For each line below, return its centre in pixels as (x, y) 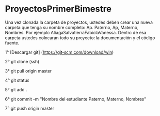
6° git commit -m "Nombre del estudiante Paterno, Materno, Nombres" (76, 99)
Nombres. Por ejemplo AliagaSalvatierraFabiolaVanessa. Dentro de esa (76, 32)
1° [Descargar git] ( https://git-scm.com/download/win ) (59, 52)
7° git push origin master (30, 108)
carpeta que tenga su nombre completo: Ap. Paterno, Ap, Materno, (72, 27)
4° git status (17, 80)
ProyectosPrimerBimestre (58, 9)
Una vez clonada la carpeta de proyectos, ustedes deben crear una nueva (79, 22)
